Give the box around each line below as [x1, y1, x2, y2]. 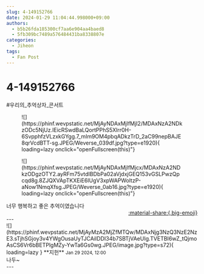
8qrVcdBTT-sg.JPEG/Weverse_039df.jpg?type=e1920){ [21, 139, 160, 146]
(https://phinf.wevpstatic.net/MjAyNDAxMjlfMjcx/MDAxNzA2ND [21, 163, 181, 171]
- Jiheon [12, 43, 34, 49]
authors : [6, 20, 29, 26]
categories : [6, 37, 36, 43]
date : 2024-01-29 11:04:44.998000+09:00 [6, 15, 110, 21]
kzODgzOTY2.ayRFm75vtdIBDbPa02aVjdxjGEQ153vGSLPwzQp [21, 170, 180, 177]
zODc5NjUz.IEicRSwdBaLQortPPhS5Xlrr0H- [21, 126, 132, 134]
